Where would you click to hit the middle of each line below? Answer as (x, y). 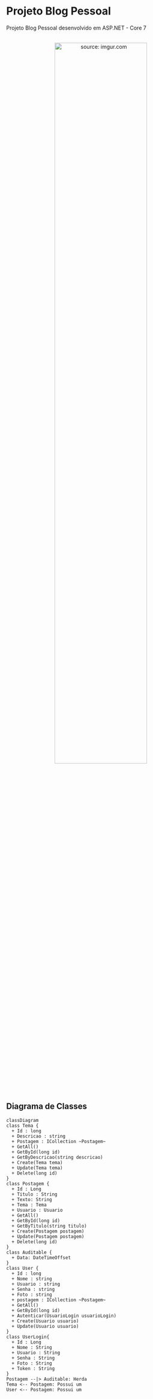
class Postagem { (28, 1184)
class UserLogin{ (28, 1337)
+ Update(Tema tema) (37, 1168)
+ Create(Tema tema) (37, 1162)
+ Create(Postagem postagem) (48, 1231)
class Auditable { (29, 1252)
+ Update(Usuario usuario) (45, 1326)
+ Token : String (33, 1368)
